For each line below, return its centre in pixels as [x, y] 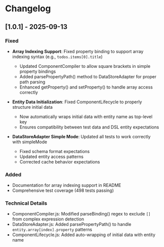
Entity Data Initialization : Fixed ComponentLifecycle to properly [77, 102]
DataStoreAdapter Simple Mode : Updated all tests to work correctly [81, 136]
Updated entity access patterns [51, 156]
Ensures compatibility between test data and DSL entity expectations [89, 127]
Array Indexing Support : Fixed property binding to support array [78, 51]
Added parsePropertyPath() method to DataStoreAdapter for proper [88, 76]
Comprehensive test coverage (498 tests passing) [63, 190]
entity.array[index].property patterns [52, 230]
